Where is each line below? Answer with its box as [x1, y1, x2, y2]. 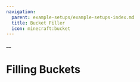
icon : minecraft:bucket [11, 25, 70, 32]
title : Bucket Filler [11, 20, 66, 26]
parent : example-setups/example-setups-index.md [11, 14, 135, 20]
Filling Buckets [6, 63, 80, 77]
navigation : [6, 8, 36, 15]
